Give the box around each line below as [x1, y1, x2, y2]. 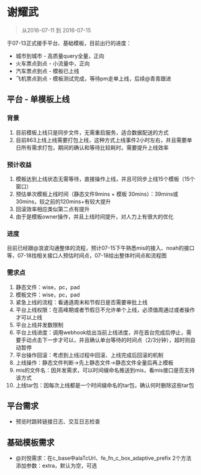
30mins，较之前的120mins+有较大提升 [15, 197, 111, 205]
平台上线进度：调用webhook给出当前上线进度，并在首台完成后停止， [15, 328, 187, 336]
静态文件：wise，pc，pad [15, 283, 80, 290]
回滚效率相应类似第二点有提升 [15, 205, 90, 212]
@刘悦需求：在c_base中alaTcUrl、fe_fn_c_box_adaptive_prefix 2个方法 [15, 454, 192, 462]
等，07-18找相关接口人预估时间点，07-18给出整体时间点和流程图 [7, 252, 167, 260]
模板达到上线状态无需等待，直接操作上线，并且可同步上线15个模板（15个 [15, 175, 195, 182]
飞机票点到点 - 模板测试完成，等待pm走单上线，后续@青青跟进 [15, 75, 172, 82]
